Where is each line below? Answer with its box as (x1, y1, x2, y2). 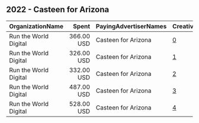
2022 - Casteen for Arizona (6, 5, 110, 15)
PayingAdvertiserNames (95, 22, 167, 30)
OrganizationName (9, 22, 64, 30)
